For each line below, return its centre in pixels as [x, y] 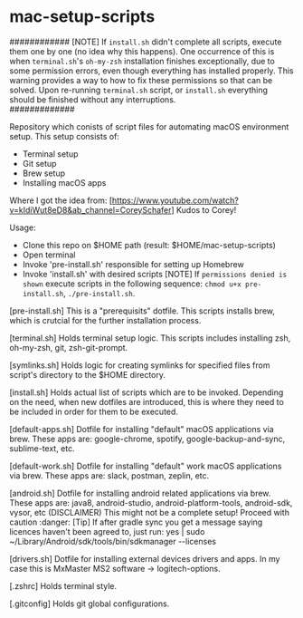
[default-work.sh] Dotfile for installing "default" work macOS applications [146, 466]
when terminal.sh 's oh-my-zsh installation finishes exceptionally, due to [142, 61]
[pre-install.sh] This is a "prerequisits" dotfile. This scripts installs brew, [142, 311]
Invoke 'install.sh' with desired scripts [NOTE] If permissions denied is [155, 274]
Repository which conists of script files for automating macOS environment [149, 126]
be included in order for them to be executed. [94, 411]
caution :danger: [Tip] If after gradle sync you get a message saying [136, 522]
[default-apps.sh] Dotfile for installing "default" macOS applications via [142, 429]
